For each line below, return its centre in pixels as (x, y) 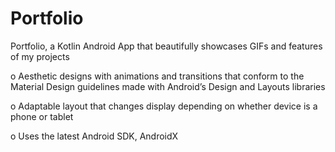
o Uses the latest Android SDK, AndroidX (94, 136)
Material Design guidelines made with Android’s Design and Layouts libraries (168, 86)
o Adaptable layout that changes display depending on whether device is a (164, 106)
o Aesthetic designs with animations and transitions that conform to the (157, 76)
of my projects (40, 56)
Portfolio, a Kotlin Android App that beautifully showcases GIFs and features (166, 46)
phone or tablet (42, 116)
